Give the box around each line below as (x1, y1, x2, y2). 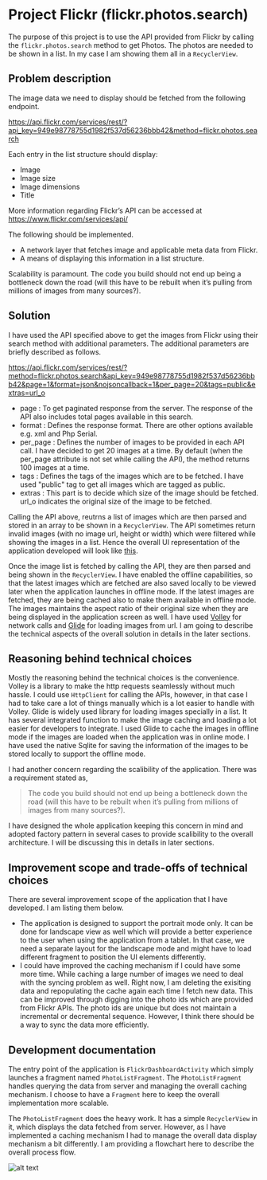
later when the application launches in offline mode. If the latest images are (8, 586, 254, 596)
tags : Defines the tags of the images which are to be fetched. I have (19, 471, 244, 480)
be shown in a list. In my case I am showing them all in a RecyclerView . (8, 49, 238, 58)
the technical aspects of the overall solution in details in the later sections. (8, 629, 250, 638)
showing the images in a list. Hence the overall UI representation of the (8, 537, 241, 547)
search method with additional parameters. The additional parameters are (8, 339, 250, 348)
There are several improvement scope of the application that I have (8, 895, 228, 904)
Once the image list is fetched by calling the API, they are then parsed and (8, 561, 251, 570)
